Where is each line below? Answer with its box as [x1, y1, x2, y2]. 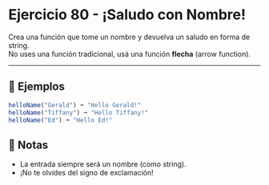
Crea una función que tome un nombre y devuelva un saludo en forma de [8, 32, 251, 42]
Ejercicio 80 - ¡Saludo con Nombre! [8, 6, 247, 24]
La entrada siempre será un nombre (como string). [19, 159, 187, 169]
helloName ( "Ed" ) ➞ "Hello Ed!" [8, 116, 113, 124]
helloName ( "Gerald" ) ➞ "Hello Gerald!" [8, 101, 142, 109]
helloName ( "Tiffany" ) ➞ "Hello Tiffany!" [8, 108, 149, 117]
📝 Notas [8, 138, 49, 151]
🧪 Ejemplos [8, 80, 66, 94]
